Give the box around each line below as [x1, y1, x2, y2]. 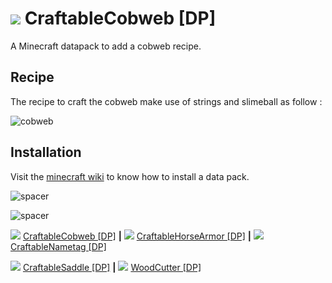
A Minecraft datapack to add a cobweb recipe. [10, 40, 202, 52]
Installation [10, 144, 82, 161]
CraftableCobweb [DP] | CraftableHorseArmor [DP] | [22, 230, 252, 242]
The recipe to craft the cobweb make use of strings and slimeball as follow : [10, 95, 323, 107]
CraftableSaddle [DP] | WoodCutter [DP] [22, 261, 202, 273]
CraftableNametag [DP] [10, 240, 107, 252]
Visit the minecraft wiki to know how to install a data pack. [10, 170, 250, 182]
